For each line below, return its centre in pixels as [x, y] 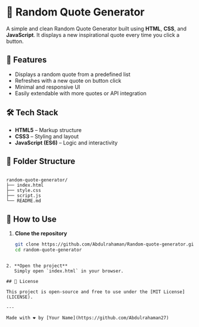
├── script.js [24, 196]
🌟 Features [27, 60]
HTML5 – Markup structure [48, 130]
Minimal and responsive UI [47, 87]
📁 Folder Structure [41, 161]
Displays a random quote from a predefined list [73, 74]
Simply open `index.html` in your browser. [69, 271]
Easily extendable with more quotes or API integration [81, 93]
